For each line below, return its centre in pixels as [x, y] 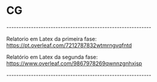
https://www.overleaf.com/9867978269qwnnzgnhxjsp [74, 63]
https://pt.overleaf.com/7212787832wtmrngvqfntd [69, 45]
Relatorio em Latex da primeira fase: [52, 39]
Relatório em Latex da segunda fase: [52, 57]
